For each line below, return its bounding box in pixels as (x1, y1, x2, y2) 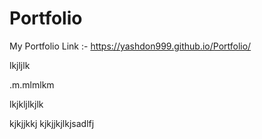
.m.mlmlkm (9, 78, 55, 91)
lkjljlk (9, 59, 31, 71)
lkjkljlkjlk (9, 98, 44, 110)
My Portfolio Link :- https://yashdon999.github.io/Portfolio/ (9, 40, 252, 52)
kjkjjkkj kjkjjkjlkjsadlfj (9, 117, 95, 129)
